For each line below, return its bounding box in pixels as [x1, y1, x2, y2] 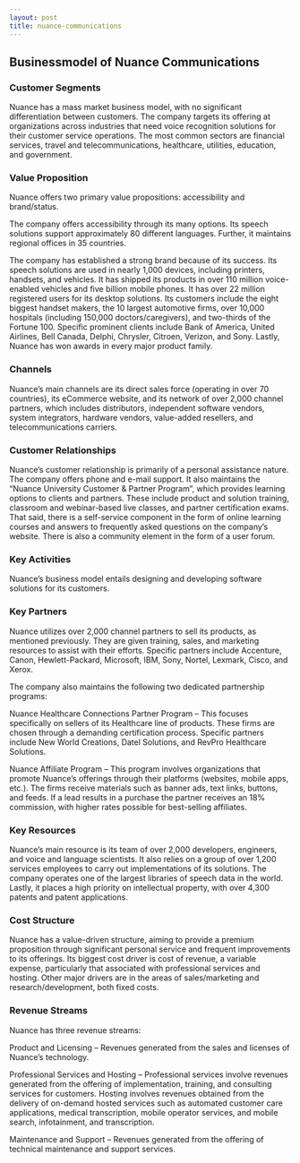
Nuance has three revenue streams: [9, 1024, 141, 1035]
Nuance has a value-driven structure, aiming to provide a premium [9, 935, 255, 945]
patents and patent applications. [9, 892, 128, 902]
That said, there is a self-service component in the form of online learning [9, 512, 282, 523]
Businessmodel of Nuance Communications [9, 55, 260, 70]
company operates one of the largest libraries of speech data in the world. [9, 872, 284, 883]
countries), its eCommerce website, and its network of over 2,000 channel [9, 393, 284, 404]
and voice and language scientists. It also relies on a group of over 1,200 [9, 853, 277, 864]
